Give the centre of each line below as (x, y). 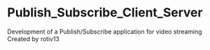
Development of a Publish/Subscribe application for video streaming (105, 32)
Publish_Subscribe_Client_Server (105, 13)
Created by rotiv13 (34, 38)
